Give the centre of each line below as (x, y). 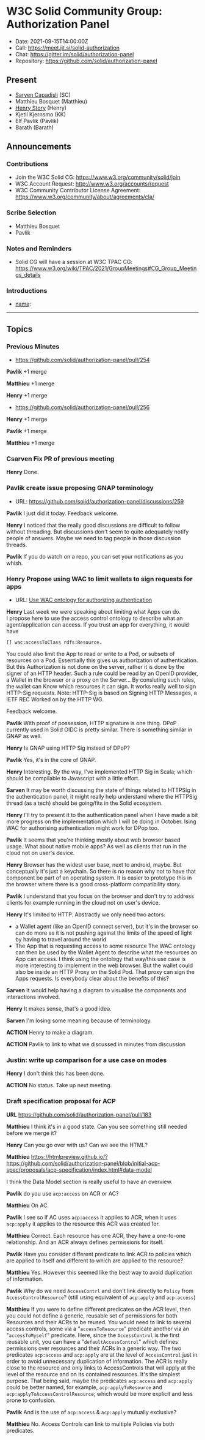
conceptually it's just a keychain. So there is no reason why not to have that (101, 871)
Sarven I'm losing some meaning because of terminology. (79, 1020)
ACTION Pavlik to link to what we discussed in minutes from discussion (96, 1044)
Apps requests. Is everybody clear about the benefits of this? (92, 978)
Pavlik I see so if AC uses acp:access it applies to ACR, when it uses (92, 1217)
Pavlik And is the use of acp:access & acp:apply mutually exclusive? (92, 1412)
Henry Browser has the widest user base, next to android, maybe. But (94, 864)
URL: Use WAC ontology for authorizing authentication (84, 600)
